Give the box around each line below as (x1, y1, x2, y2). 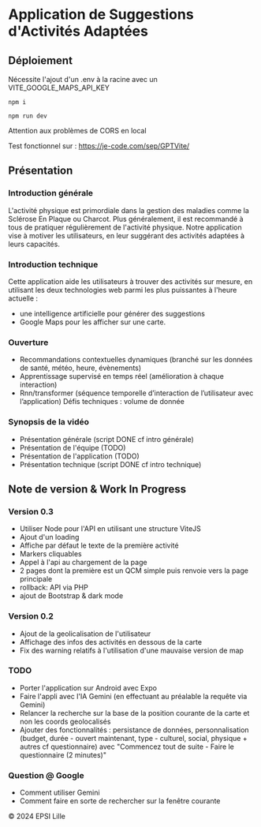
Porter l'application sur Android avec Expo (19, 683, 158, 692)
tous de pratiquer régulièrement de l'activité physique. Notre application (8, 223, 242, 232)
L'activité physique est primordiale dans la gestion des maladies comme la (8, 205, 250, 215)
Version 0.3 (8, 506, 54, 517)
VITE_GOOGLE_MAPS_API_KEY (8, 83, 110, 92)
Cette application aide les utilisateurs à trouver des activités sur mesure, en (8, 276, 253, 286)
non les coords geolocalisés (19, 717, 111, 726)
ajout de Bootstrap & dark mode (19, 591, 124, 601)
